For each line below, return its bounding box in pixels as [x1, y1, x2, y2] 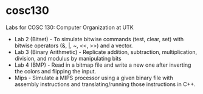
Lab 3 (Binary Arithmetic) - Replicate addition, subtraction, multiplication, [14, 48, 198, 55]
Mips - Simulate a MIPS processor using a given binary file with [14, 74, 174, 81]
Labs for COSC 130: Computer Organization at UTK [5, 24, 134, 31]
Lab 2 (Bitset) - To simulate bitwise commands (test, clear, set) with [14, 35, 184, 42]
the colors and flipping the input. [14, 67, 97, 75]
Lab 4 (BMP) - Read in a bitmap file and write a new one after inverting [14, 61, 191, 69]
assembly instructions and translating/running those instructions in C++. [14, 80, 196, 88]
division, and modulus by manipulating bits [14, 55, 122, 62]
